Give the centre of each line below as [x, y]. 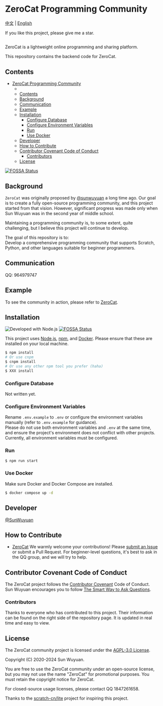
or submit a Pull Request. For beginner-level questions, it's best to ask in [84, 552]
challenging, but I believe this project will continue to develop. [67, 228]
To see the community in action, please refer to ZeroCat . [62, 302]
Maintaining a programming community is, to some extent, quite [69, 222]
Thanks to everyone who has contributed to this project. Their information [79, 613]
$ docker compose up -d [29, 493]
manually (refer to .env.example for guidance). [51, 423]
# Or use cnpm [19, 357]
